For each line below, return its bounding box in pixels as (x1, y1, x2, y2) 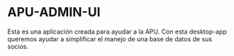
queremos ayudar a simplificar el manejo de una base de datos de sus (7, 34, 213, 43)
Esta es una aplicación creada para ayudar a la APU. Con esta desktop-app (7, 27, 227, 36)
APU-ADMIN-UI (7, 4, 101, 20)
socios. (7, 42, 28, 50)
